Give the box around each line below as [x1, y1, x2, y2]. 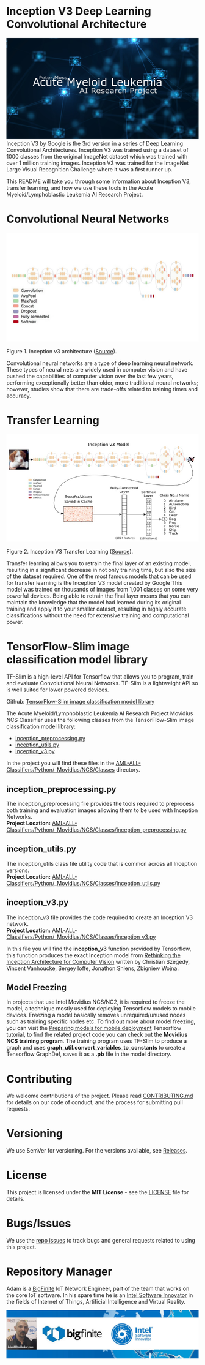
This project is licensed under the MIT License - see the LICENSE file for [6, 1189, 189, 1196]
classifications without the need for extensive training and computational [6, 612, 189, 619]
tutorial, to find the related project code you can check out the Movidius [6, 1031, 188, 1039]
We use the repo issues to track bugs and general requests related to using [6, 1237, 195, 1244]
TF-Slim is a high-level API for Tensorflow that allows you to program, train [6, 673, 194, 680]
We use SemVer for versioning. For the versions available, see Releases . [6, 1147, 188, 1154]
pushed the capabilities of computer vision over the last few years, [6, 372, 174, 380]
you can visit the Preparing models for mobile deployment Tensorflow [6, 1025, 182, 1032]
